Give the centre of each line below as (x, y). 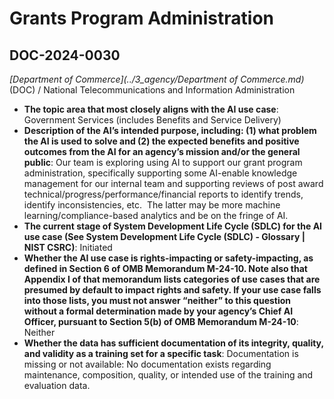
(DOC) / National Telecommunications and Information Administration (152, 90)
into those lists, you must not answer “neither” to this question (157, 300)
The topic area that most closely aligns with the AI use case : (151, 109)
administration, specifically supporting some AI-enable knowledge (160, 173)
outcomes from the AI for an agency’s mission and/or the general (162, 151)
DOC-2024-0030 (65, 55)
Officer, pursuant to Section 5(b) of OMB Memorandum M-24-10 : (161, 321)
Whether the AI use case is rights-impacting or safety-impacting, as (168, 258)
